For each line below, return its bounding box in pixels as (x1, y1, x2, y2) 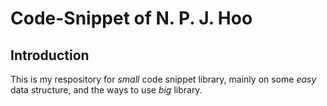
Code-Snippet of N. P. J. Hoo (10, 7, 253, 30)
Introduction (10, 47, 90, 64)
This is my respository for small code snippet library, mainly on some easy (10, 73, 317, 85)
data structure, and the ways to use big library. (10, 84, 203, 96)
